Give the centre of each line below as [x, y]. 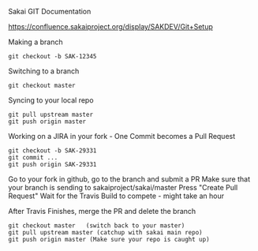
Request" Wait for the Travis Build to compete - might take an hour [116, 196]
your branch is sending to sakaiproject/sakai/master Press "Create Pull [123, 187]
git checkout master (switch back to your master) [97, 226]
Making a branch [36, 42]
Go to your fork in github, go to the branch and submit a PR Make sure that [129, 179]
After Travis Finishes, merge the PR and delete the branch [102, 211]
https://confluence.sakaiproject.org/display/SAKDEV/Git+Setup [110, 26]
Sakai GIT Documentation [50, 11]
